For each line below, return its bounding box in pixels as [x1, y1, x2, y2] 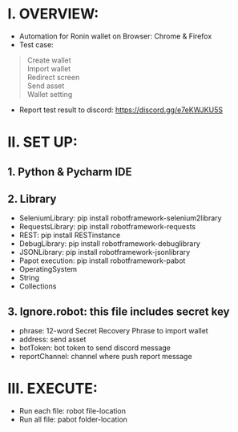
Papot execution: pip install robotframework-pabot [18, 256, 186, 265]
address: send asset [18, 334, 87, 345]
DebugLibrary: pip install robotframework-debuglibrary [18, 239, 201, 248]
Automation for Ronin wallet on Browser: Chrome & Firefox [18, 31, 212, 41]
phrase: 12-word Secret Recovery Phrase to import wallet [18, 326, 209, 336]
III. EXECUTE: [7, 380, 98, 398]
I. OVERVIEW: [7, 5, 99, 23]
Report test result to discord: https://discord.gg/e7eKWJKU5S [18, 105, 224, 115]
